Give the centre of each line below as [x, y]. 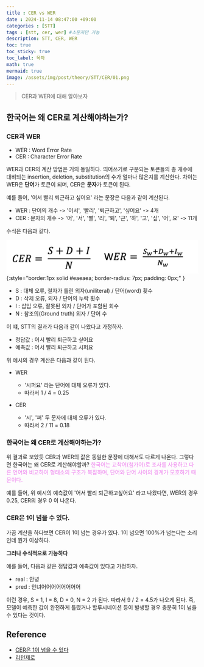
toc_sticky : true [28, 52]
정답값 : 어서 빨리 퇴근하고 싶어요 [54, 339]
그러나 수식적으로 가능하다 [37, 553]
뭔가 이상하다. [34, 540]
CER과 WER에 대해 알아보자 [55, 96]
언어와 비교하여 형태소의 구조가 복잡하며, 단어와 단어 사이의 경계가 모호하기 [101, 472]
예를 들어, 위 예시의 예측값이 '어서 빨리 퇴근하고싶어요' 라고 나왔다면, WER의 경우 [102, 493]
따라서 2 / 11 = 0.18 [47, 425]
